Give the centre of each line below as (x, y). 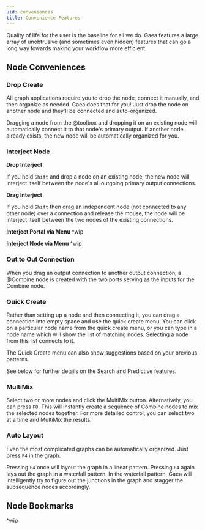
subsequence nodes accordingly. (48, 487)
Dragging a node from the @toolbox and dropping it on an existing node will (102, 123)
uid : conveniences (30, 12)
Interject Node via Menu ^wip (44, 244)
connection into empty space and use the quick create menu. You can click (101, 322)
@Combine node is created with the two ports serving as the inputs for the (100, 279)
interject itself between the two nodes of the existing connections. (90, 220)
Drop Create (25, 84)
